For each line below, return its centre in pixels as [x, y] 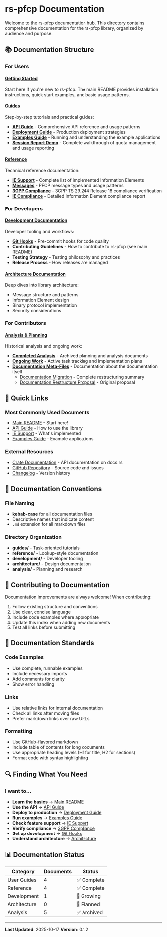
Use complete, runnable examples [47, 668]
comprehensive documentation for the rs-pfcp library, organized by [74, 28]
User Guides [22, 880]
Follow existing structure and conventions [55, 607]
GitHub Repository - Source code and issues [58, 468]
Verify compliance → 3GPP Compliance [54, 828]
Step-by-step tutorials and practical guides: [50, 117]
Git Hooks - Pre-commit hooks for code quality [61, 241]
